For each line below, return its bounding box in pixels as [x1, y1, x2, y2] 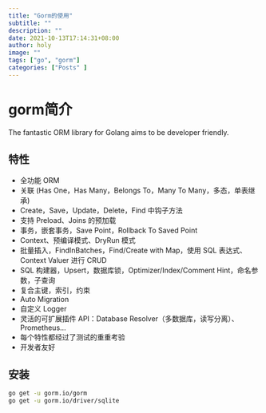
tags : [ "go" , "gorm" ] [8, 57, 81, 65]
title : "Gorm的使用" [8, 11, 73, 20]
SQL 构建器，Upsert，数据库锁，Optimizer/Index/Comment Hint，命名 [19, 265, 252, 275]
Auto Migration [19, 294, 69, 304]
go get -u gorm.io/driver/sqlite [8, 397, 120, 405]
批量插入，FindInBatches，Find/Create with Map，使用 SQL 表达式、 [19, 245, 248, 255]
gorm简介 [8, 101, 73, 118]
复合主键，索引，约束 [19, 285, 90, 295]
